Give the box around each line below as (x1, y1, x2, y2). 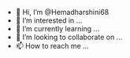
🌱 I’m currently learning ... (15, 24, 100, 33)
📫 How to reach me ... (15, 42, 89, 50)
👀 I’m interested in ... (15, 16, 83, 25)
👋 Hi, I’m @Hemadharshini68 (15, 8, 110, 16)
